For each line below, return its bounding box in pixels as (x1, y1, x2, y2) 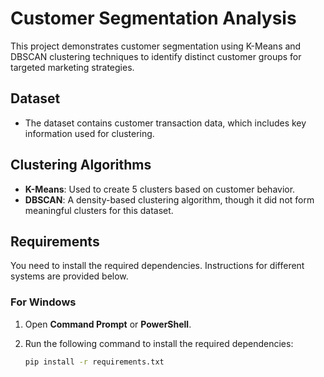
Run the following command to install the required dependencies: (24, 337, 294, 349)
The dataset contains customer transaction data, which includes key (24, 117, 307, 129)
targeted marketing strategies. (10, 61, 135, 73)
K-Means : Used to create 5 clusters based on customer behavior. (24, 183, 296, 195)
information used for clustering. (24, 127, 155, 139)
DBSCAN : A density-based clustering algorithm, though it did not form (24, 193, 315, 206)
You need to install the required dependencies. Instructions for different (10, 260, 305, 272)
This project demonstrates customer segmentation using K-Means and (10, 40, 302, 52)
